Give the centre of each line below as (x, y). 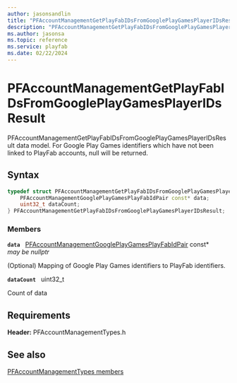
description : (26, 27)
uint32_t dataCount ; (50, 205)
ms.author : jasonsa (36, 34)
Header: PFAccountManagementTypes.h (67, 332)
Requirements (39, 315)
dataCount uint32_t (36, 279)
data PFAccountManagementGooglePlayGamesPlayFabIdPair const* (108, 244)
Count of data (28, 293)
